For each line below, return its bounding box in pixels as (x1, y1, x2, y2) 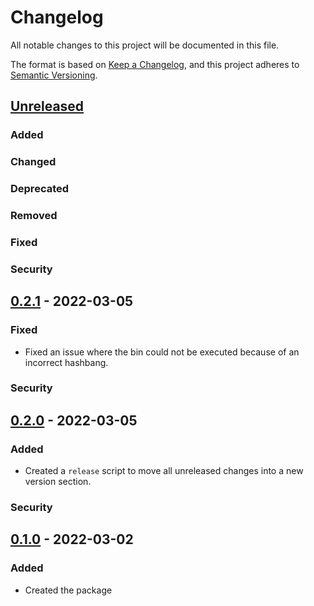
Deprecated (10, 182, 70, 196)
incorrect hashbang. (24, 356, 109, 368)
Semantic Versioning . (10, 69, 98, 81)
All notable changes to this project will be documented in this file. (10, 39, 280, 51)
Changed (10, 155, 57, 169)
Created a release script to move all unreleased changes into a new (24, 465, 304, 477)
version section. (24, 476, 92, 488)
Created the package (24, 584, 113, 596)
